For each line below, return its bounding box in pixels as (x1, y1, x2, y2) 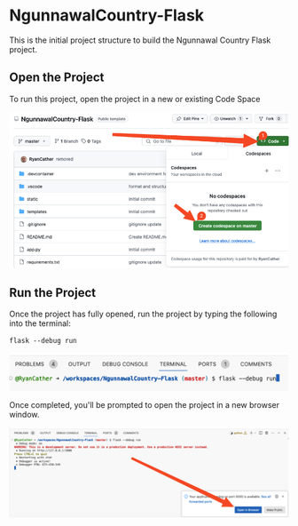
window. (9, 410, 40, 420)
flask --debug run (9, 337, 77, 346)
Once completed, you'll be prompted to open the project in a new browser (9, 400, 279, 410)
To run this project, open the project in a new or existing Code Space (9, 93, 261, 104)
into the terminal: (9, 318, 71, 329)
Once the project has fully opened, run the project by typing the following (9, 308, 278, 320)
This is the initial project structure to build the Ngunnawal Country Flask (9, 35, 271, 45)
